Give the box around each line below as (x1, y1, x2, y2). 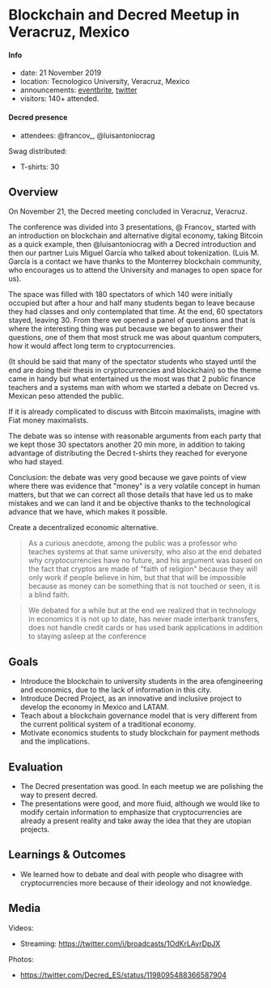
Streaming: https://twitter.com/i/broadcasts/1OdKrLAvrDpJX (19, 939, 221, 948)
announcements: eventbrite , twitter (19, 85, 138, 95)
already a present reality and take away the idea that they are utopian (19, 816, 252, 826)
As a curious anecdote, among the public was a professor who (28, 538, 237, 548)
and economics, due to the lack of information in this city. (19, 685, 212, 695)
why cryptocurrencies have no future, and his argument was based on (28, 556, 263, 566)
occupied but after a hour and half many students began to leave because (8, 298, 256, 308)
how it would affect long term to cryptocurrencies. (8, 341, 176, 351)
